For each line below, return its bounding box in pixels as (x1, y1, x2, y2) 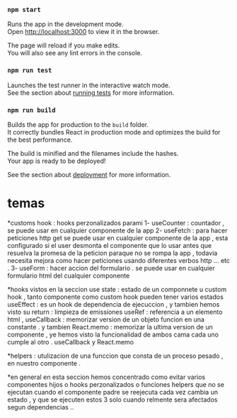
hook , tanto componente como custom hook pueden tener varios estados (7, 293, 224, 301)
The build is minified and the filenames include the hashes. (7, 149, 179, 157)
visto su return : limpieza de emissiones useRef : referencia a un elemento (7, 307, 223, 316)
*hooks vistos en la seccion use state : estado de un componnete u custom (7, 285, 227, 293)
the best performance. (7, 135, 73, 144)
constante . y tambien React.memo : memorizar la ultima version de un (7, 322, 214, 331)
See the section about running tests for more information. (7, 88, 175, 97)
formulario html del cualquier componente (7, 271, 130, 280)
